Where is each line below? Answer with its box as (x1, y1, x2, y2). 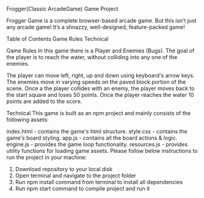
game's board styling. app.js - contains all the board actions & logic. (6, 134, 178, 141)
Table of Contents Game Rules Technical (6, 35, 109, 42)
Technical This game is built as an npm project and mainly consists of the (6, 110, 191, 116)
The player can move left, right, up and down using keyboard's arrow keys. (6, 72, 195, 79)
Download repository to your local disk (15, 166, 113, 172)
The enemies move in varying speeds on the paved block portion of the (6, 79, 186, 85)
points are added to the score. (6, 97, 82, 105)
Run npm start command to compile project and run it (15, 185, 150, 192)
